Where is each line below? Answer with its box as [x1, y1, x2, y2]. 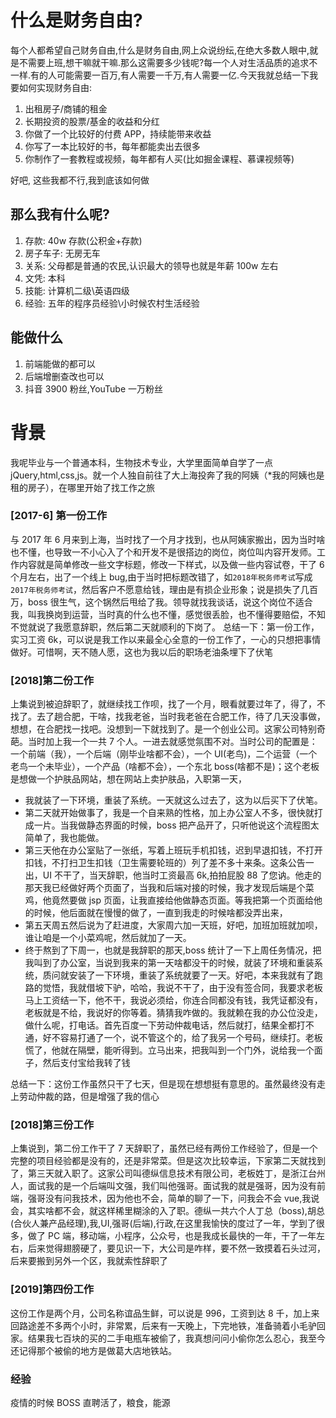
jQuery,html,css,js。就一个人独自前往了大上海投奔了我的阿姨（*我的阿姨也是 [10, 469, 325, 481]
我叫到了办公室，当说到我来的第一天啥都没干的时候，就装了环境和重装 [24, 957, 315, 969]
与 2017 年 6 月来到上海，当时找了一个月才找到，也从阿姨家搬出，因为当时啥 [10, 533, 326, 545]
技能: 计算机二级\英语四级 [24, 284, 130, 296]
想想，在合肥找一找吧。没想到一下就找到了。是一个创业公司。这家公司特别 [10, 723, 317, 735]
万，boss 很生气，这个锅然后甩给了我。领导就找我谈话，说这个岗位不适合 [10, 596, 313, 608]
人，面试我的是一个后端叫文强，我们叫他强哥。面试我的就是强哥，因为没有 [10, 1180, 317, 1192]
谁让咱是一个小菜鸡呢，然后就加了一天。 [24, 932, 192, 944]
